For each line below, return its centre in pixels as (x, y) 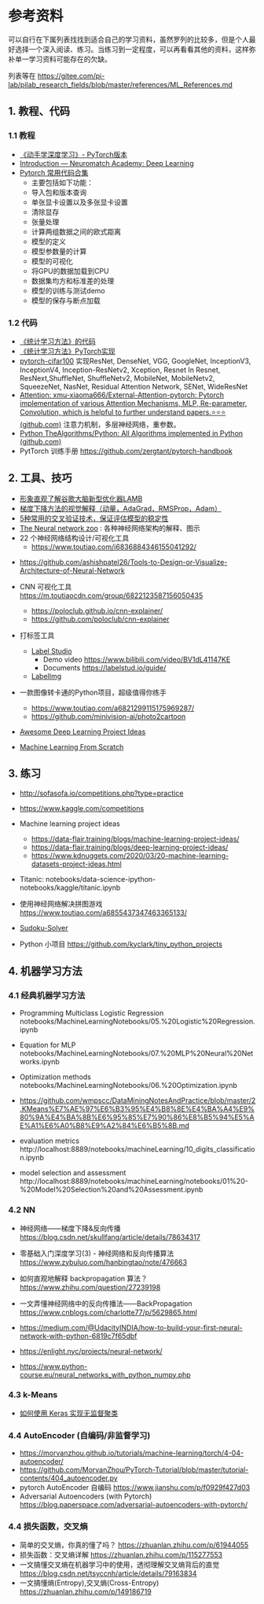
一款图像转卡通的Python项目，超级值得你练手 (93, 692)
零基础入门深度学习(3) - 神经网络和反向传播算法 (97, 1253)
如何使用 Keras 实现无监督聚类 (69, 1413)
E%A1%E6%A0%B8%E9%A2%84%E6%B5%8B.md (104, 1126)
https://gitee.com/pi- (71, 76)
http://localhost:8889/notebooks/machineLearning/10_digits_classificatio (137, 1149)
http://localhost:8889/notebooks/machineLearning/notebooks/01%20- (134, 1182)
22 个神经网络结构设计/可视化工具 (74, 538)
